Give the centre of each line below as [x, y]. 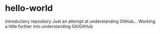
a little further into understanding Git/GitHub [49, 26]
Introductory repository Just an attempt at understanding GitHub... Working [80, 21]
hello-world [29, 8]
